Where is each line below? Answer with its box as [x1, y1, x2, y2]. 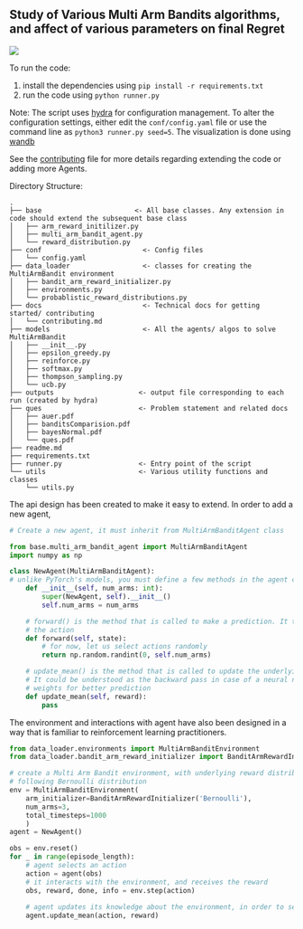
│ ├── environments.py [9, 285, 103, 294]
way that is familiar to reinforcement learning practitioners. [9, 726, 227, 737]
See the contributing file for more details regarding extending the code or [9, 153, 281, 164]
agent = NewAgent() [9, 828, 83, 837]
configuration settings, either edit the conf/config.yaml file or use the [9, 117, 268, 128]
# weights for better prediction [25, 683, 151, 693]
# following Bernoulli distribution [9, 777, 147, 786]
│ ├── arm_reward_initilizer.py [9, 222, 140, 231]
